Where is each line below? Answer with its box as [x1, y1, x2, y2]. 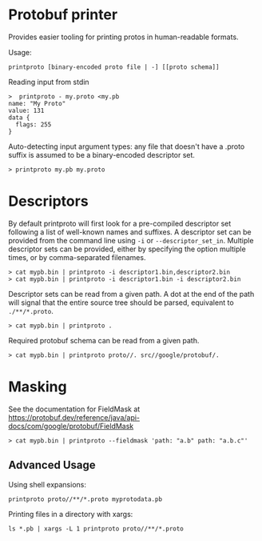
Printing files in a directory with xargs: [8, 509, 133, 519]
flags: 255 [15, 120, 52, 129]
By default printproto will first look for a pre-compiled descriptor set [8, 218, 232, 228]
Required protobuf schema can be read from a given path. [8, 335, 200, 345]
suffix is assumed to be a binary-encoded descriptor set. [8, 150, 196, 159]
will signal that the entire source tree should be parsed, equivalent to [8, 298, 234, 307]
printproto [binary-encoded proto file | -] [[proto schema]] [8, 62, 220, 71]
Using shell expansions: [8, 479, 86, 489]
